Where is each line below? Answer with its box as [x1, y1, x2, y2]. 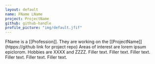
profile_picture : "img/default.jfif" [5, 25, 82, 30]
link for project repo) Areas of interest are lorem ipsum [36, 44, 146, 50]
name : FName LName [5, 12, 43, 17]
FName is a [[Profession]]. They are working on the [5, 39, 109, 44]
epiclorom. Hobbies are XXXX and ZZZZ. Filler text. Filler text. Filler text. [5, 49, 151, 55]
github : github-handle [5, 21, 52, 26]
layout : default [5, 7, 38, 12]
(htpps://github [5, 44, 36, 50]
